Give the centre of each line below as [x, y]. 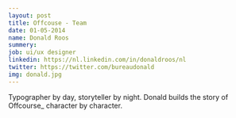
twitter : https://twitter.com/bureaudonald [81, 67]
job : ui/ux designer [43, 52]
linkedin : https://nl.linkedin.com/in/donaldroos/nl [97, 60]
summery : [23, 45]
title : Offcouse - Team [48, 23]
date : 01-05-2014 [37, 30]
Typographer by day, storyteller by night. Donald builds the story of [118, 97]
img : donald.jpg [35, 74]
